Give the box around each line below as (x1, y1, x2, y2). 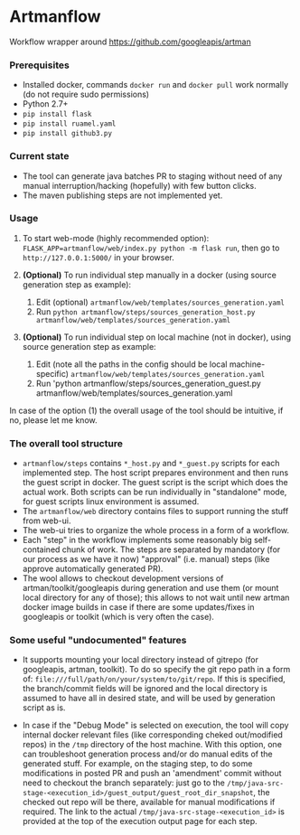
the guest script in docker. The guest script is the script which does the (22, 477, 288, 488)
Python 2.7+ (22, 99, 69, 109)
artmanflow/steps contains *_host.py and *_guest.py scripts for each (22, 458, 280, 469)
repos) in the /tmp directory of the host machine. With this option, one (22, 739, 283, 750)
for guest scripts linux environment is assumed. (22, 496, 200, 507)
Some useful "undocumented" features (9, 634, 187, 647)
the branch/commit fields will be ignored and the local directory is (22, 683, 268, 694)
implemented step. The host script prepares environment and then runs (22, 467, 289, 478)
